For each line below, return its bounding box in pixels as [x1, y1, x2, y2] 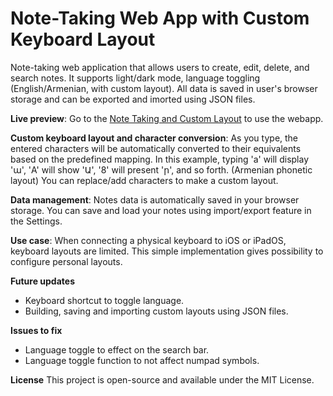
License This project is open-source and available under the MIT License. [10, 373, 315, 386]
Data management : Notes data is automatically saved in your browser [10, 193, 300, 206]
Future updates [10, 275, 75, 287]
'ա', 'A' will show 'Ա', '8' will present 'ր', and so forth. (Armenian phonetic [10, 163, 313, 176]
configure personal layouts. [10, 255, 123, 267]
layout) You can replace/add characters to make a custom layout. [10, 174, 279, 186]
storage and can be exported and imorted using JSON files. [10, 93, 256, 105]
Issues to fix [10, 324, 63, 336]
